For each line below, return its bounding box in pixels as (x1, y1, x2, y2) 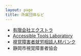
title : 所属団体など (5, 12, 44, 17)
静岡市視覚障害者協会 (12, 45, 58, 51)
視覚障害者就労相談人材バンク (12, 39, 76, 45)
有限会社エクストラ (12, 26, 53, 33)
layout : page (5, 7, 33, 13)
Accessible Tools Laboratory (12, 33, 73, 39)
